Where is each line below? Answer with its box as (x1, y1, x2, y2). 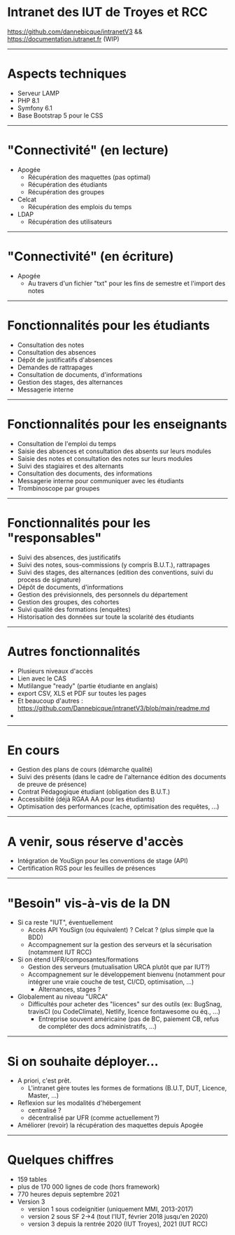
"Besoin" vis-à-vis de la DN (7, 895, 171, 911)
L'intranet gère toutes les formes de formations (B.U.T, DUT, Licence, (27, 1084, 227, 1092)
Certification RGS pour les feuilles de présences (17, 864, 156, 873)
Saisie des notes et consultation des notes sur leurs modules (17, 454, 193, 462)
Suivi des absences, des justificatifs (17, 553, 121, 562)
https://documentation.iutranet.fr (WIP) (7, 34, 120, 43)
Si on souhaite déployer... (7, 1053, 159, 1069)
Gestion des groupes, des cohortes (17, 597, 120, 606)
